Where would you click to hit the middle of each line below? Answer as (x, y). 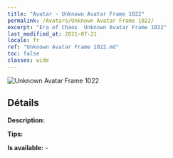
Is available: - (28, 147)
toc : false (23, 54)
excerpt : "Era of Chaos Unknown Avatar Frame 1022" (87, 27)
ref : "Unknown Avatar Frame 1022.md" (63, 47)
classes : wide (28, 60)
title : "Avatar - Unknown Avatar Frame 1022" (76, 14)
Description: (26, 120)
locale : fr (23, 41)
